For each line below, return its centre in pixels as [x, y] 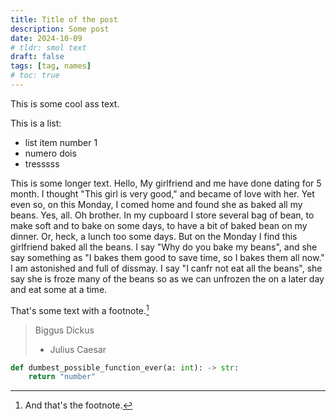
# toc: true [35, 76]
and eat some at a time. [59, 289]
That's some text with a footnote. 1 [80, 309]
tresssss [42, 163]
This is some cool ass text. [65, 103]
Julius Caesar [78, 349]
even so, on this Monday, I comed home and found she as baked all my [156, 204]
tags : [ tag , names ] [51, 66]
